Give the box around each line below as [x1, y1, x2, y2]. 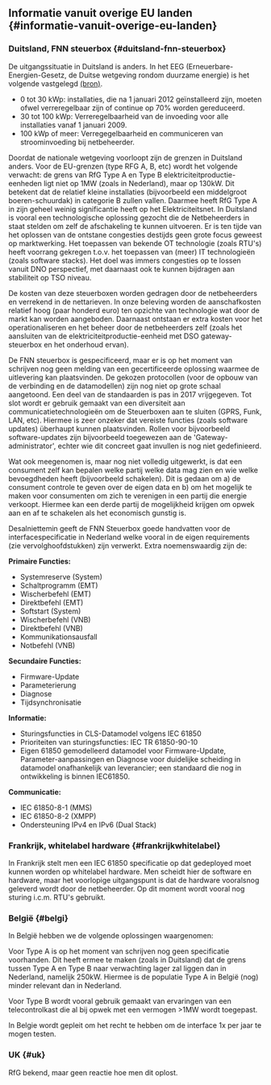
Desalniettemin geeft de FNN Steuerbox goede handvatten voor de [8, 523, 231, 533]
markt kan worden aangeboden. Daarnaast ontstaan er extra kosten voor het [8, 314, 263, 323]
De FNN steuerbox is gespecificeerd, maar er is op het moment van [8, 355, 233, 365]
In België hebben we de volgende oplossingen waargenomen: [8, 931, 214, 941]
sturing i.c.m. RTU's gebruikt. [8, 892, 106, 902]
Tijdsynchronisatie [19, 697, 82, 707]
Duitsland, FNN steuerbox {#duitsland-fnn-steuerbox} [8, 44, 227, 55]
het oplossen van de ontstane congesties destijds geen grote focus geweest [8, 230, 262, 239]
